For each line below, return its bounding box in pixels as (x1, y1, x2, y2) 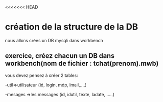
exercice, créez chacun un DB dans (5, 51, 115, 60)
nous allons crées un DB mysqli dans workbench (5, 37, 103, 43)
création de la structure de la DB (5, 22, 139, 32)
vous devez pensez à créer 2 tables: (5, 72, 78, 78)
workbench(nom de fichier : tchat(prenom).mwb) (5, 59, 159, 68)
